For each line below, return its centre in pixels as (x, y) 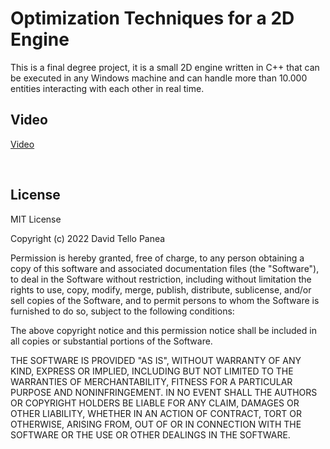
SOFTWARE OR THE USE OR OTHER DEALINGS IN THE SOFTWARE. (150, 434)
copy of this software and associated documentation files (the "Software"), (165, 268)
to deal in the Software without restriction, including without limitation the (161, 279)
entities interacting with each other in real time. (107, 88)
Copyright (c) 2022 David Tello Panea (88, 238)
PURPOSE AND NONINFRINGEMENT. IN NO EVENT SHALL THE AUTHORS (164, 392)
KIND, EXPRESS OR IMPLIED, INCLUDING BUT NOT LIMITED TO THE (152, 371)
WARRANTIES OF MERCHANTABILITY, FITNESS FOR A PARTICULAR (151, 381)
